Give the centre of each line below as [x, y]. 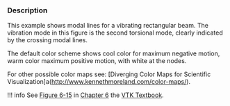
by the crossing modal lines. [48, 40]
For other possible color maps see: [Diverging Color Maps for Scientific [109, 74]
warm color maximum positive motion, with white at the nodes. [97, 61]
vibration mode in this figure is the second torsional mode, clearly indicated [115, 33]
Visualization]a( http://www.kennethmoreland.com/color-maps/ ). [99, 82]
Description [27, 10]
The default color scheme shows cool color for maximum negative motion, [114, 53]
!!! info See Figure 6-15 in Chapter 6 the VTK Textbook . [86, 95]
